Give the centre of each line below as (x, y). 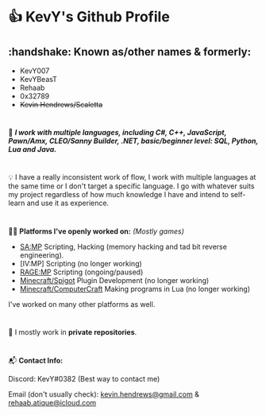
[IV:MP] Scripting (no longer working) (81, 263)
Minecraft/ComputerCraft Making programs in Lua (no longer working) (135, 289)
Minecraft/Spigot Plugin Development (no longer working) (114, 280)
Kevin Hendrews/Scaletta (61, 105)
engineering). (42, 255)
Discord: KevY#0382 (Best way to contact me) (84, 378)
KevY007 (35, 71)
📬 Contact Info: (36, 360)
